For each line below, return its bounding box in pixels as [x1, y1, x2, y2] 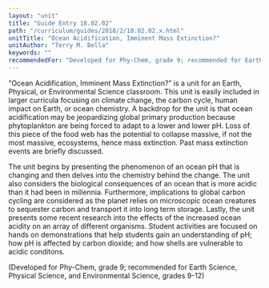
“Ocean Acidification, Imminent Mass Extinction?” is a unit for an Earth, [8, 78, 243, 88]
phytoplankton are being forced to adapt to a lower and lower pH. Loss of [8, 121, 251, 130]
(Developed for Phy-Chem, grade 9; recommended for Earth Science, [8, 262, 238, 272]
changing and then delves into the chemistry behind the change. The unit [8, 170, 251, 180]
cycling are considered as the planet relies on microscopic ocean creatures [8, 195, 256, 205]
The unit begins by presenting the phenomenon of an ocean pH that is [8, 162, 240, 171]
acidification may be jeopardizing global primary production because [8, 112, 236, 122]
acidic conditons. [8, 246, 66, 256]
